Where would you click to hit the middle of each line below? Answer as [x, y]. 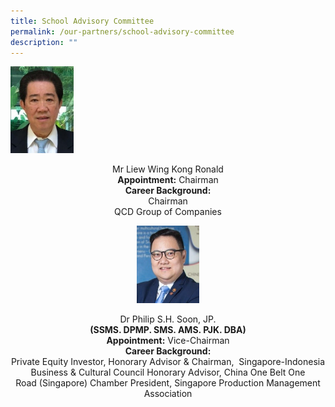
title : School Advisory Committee [82, 21]
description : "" [44, 42]
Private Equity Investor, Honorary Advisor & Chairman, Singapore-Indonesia [168, 361]
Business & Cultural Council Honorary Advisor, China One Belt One [168, 372]
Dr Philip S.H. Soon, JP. [168, 319]
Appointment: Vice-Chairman [168, 340]
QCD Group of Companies [168, 211]
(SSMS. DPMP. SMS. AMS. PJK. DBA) [168, 329]
